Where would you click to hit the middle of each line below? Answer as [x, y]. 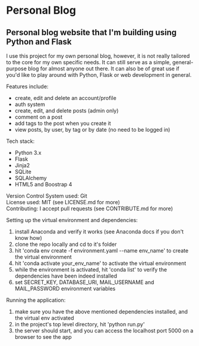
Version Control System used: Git [47, 196]
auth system [30, 104]
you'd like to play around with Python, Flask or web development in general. [99, 75]
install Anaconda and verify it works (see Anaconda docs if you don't [99, 232]
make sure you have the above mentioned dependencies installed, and [101, 311]
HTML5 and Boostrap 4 [43, 184]
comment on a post [39, 117]
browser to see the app [43, 337]
